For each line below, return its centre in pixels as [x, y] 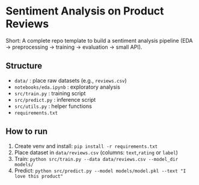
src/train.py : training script [50, 93]
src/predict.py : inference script [55, 99]
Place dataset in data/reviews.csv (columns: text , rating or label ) [96, 152]
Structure [24, 66]
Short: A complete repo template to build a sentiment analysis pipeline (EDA [99, 40]
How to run [27, 132]
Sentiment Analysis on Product [85, 11]
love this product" [39, 176]
